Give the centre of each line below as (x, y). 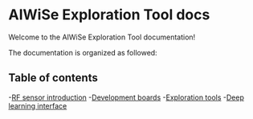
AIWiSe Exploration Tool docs (109, 15)
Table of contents (53, 78)
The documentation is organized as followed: (83, 52)
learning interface (38, 105)
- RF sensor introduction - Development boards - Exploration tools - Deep (126, 97)
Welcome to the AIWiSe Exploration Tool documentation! (102, 37)
